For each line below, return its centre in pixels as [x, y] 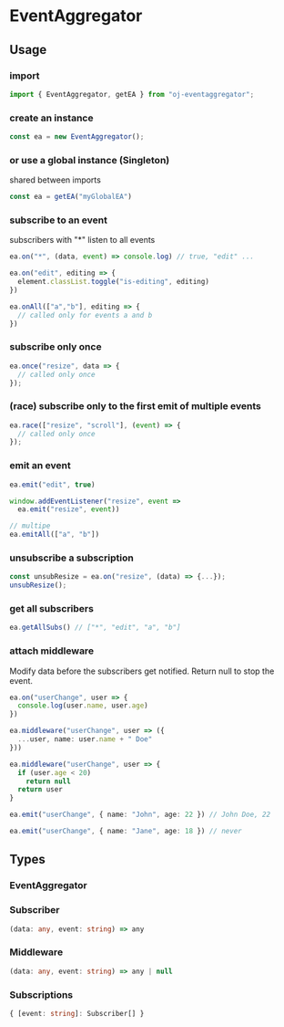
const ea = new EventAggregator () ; [77, 137]
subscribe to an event [58, 220]
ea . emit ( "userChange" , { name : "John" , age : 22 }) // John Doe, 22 [140, 815]
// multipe [30, 526]
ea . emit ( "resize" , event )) [69, 509]
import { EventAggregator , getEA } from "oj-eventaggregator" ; [132, 94]
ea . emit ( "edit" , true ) [52, 485]
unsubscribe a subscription [71, 558]
